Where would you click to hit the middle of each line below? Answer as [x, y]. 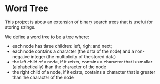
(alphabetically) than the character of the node [59, 67]
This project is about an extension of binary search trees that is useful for [79, 22]
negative [21, 56]
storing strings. [20, 27]
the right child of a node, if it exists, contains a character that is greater [84, 72]
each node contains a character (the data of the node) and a [73, 51]
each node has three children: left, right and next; [62, 46]
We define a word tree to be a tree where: [47, 37]
